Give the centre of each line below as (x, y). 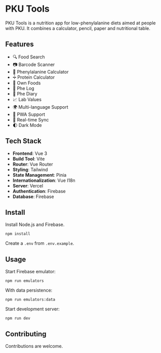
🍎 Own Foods (27, 83)
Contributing (26, 334)
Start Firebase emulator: (30, 272)
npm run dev (18, 318)
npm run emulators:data (30, 300)
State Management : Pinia (39, 175)
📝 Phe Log (23, 88)
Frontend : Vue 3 (30, 153)
